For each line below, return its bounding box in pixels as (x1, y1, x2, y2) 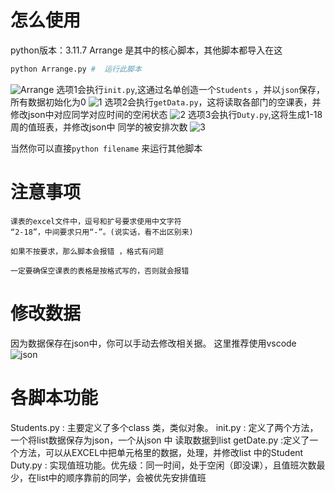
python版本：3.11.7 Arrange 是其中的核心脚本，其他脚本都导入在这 (10, 44, 283, 56)
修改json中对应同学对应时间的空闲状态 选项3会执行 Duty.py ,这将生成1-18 (10, 108, 323, 120)
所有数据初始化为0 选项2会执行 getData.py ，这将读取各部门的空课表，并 (10, 96, 322, 108)
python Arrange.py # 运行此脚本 (10, 64, 142, 74)
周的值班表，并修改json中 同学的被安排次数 (10, 121, 188, 133)
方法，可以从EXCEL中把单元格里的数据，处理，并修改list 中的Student (18, 446, 304, 458)
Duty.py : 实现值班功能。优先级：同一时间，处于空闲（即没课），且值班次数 (10, 459, 317, 471)
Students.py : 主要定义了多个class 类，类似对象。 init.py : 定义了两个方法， (10, 421, 319, 433)
